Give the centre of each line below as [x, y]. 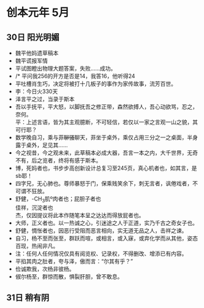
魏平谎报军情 [31, 61]
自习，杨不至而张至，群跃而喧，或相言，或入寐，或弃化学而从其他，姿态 [106, 238]
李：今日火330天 [36, 91]
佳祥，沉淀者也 [34, 207]
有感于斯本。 [85, 160]
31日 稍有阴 [28, 298]
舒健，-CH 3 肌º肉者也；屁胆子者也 [58, 199]
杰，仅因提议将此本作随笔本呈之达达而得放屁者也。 [80, 215]
